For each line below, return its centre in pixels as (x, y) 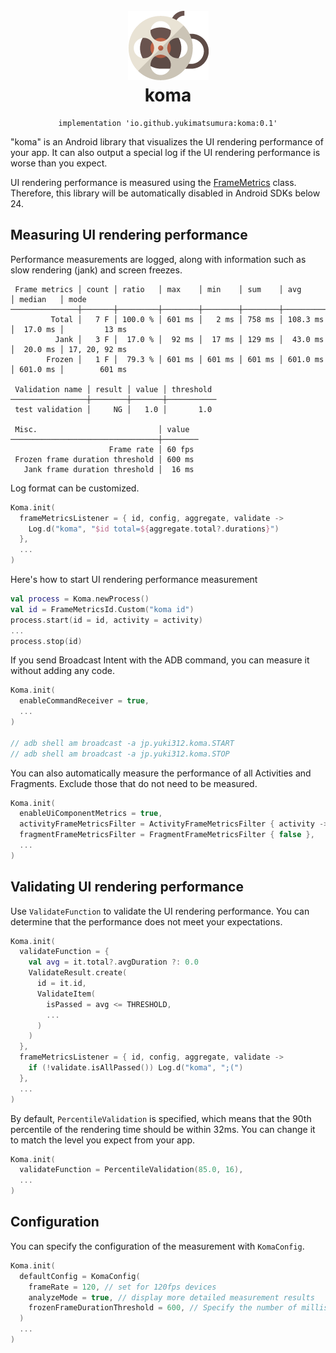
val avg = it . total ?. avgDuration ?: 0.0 (113, 962)
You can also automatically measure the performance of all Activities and (161, 773)
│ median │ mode (48, 299)
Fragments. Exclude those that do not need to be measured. (134, 783)
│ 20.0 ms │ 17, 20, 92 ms (69, 349)
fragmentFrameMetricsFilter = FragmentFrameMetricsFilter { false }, (167, 835)
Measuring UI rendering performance (129, 235)
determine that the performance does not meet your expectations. (146, 921)
